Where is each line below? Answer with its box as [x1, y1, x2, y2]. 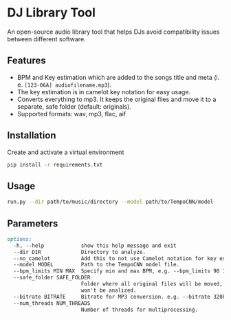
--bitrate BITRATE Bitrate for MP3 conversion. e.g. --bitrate [13, 293, 211, 300]
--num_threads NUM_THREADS [13, 299, 91, 307]
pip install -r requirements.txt [7, 161, 103, 168]
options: [7, 235, 32, 242]
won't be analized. [80, 287, 137, 294]
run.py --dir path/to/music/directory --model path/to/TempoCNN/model [7, 198, 214, 206]
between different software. [7, 34, 86, 43]
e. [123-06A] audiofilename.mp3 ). [16, 81, 112, 89]
